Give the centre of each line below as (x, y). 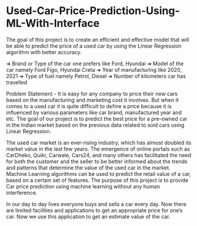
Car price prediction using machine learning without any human (83, 186)
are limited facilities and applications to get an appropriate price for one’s (95, 210)
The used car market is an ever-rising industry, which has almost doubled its (99, 142)
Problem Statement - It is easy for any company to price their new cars (92, 94)
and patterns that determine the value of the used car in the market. (88, 167)
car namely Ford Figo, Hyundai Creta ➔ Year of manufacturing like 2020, (94, 69)
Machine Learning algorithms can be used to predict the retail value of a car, (98, 174)
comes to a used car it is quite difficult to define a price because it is (89, 106)
